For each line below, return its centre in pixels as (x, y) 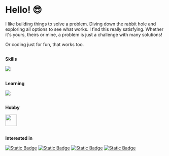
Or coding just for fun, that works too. (45, 44)
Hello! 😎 (24, 10)
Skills (11, 59)
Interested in (19, 138)
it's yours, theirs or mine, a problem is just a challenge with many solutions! (84, 34)
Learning (15, 83)
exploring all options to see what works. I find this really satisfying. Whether (84, 29)
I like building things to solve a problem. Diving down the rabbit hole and (81, 24)
